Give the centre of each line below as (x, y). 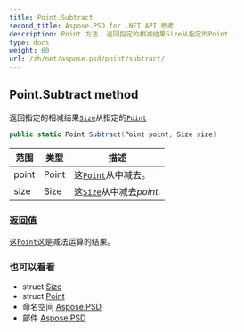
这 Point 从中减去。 (113, 174)
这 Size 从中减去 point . (118, 191)
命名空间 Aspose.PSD (62, 307)
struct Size (42, 287)
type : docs (29, 42)
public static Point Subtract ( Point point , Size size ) (113, 134)
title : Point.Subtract (51, 17)
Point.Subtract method (74, 95)
